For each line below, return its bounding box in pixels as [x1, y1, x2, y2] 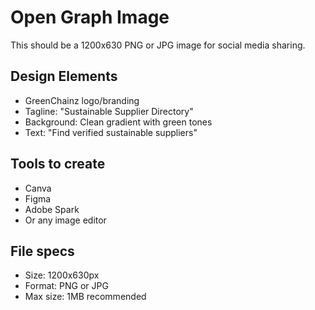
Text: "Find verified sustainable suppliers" [24, 126, 198, 138]
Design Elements [10, 68, 118, 85]
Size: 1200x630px [24, 269, 100, 281]
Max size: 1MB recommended [24, 291, 147, 303]
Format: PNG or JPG [24, 280, 109, 292]
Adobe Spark [24, 203, 80, 215]
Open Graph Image [10, 6, 170, 29]
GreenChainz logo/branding [24, 94, 140, 106]
